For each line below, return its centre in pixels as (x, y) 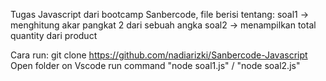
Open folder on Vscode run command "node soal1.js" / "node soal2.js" (155, 65)
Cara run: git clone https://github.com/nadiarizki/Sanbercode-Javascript (159, 55)
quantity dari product (54, 35)
